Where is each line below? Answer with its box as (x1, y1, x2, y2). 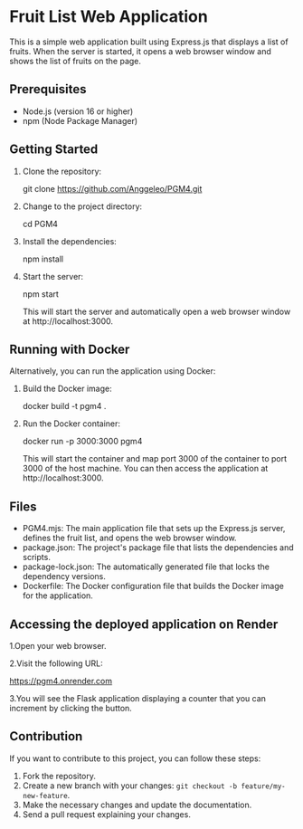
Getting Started (9, 142, 99, 157)
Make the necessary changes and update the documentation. (22, 799, 252, 810)
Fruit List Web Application (9, 6, 208, 27)
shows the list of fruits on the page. (9, 55, 142, 66)
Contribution (9, 729, 83, 744)
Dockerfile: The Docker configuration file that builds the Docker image (22, 581, 285, 592)
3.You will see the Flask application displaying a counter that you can (9, 693, 267, 703)
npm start (22, 288, 59, 300)
